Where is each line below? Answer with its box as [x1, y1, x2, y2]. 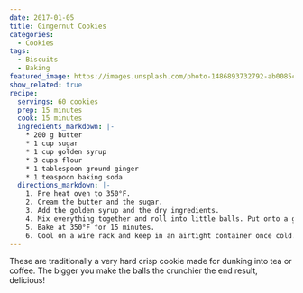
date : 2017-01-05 [9, 13, 75, 23]
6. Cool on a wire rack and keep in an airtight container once [25, 231, 272, 240]
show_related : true [9, 80, 83, 89]
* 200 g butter [25, 131, 83, 140]
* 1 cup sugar [25, 139, 78, 148]
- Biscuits [17, 55, 59, 64]
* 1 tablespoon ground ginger [25, 164, 140, 173]
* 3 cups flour [25, 155, 83, 165]
